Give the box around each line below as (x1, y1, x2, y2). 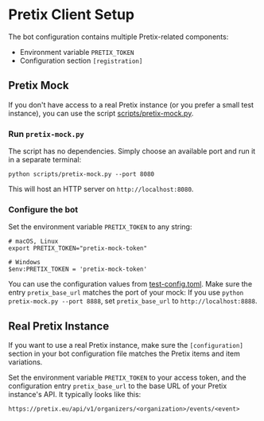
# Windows (8, 259, 41, 267)
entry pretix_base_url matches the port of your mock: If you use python (8, 288, 244, 298)
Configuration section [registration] (19, 56, 143, 65)
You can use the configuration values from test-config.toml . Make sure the (8, 279, 253, 289)
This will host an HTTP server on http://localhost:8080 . (8, 185, 194, 194)
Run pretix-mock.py (8, 128, 85, 139)
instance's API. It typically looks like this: (8, 390, 142, 400)
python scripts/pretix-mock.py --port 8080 (8, 170, 155, 178)
